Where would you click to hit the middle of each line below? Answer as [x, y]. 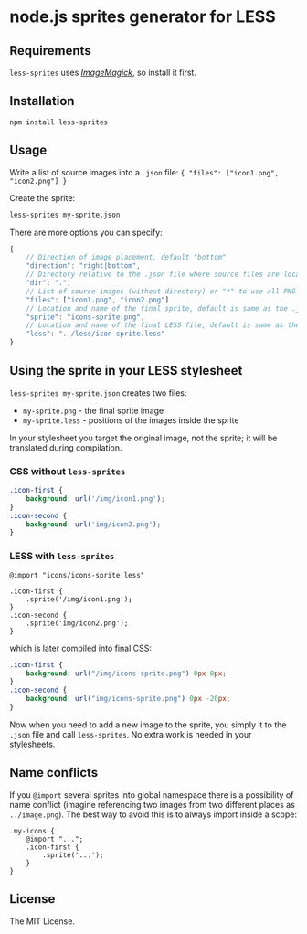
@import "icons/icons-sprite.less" [77, 575]
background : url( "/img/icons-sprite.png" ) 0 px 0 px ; [126, 674]
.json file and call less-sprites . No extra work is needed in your [131, 734]
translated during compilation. [66, 447]
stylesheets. [32, 744]
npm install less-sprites [58, 122]
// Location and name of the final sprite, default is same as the [157, 308]
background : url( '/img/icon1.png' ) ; [96, 499]
